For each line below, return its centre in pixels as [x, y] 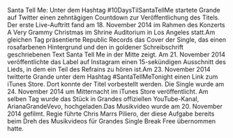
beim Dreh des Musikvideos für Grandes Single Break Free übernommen [112, 121]
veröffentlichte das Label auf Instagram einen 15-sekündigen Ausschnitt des [117, 62]
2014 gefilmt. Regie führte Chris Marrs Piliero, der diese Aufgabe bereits [111, 114]
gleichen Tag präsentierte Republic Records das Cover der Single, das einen [117, 40]
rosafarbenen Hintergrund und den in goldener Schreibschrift [95, 47]
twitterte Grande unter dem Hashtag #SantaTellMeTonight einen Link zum [113, 77]
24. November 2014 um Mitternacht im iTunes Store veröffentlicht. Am [108, 91]
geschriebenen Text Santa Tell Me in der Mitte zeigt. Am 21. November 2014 [116, 54]
